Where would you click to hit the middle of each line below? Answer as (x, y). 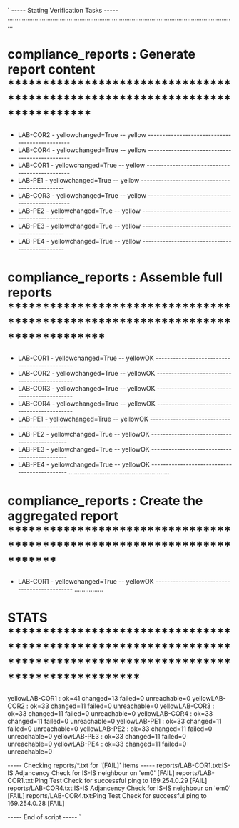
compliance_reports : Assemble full (115, 278)
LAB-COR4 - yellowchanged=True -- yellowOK (86, 404)
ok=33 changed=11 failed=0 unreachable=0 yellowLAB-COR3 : (122, 706)
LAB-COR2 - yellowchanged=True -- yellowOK (86, 373)
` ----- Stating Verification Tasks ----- (63, 10)
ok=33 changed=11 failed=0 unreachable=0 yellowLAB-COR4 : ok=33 (110, 713)
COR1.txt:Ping (27, 780)
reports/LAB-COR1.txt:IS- (193, 765)
